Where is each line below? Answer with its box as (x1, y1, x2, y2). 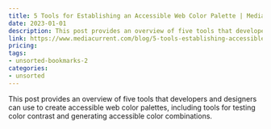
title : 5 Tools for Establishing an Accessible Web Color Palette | (8, 11, 244, 20)
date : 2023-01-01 (8, 19, 67, 27)
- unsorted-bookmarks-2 (8, 57, 89, 65)
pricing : (8, 42, 38, 50)
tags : (8, 49, 27, 57)
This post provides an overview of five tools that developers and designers (8, 94, 257, 103)
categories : (8, 64, 48, 73)
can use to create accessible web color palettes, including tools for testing (8, 102, 256, 112)
